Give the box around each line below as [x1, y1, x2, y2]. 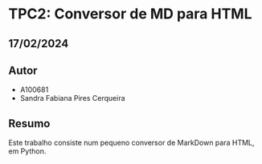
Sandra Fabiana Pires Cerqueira [19, 94, 126, 103]
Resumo [8, 117, 51, 130]
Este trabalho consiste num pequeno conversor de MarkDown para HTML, [8, 138, 255, 148]
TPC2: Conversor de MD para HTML [8, 5, 252, 23]
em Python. [8, 146, 47, 156]
